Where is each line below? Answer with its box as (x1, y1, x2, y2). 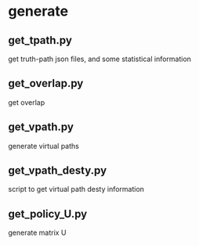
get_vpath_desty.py (8, 164, 107, 178)
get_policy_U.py (8, 207, 88, 221)
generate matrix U (8, 228, 67, 237)
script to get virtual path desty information (8, 185, 145, 194)
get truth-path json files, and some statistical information (8, 54, 192, 63)
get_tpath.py (8, 34, 73, 47)
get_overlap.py (8, 77, 84, 90)
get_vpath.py (8, 121, 74, 134)
